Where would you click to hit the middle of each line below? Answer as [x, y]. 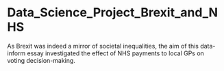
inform [16, 53]
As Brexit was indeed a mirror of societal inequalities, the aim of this [103, 46]
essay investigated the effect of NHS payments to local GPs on [115, 53]
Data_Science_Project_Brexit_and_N [112, 13]
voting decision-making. [41, 60]
